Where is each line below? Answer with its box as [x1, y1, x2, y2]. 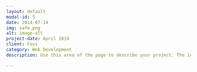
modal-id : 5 [6, 14, 35, 20]
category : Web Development [6, 47, 72, 53]
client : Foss [6, 42, 38, 47]
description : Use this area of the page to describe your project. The [6, 52, 185, 58]
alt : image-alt [6, 30, 43, 36]
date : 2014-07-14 [6, 19, 49, 25]
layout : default [6, 8, 46, 15]
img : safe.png [6, 25, 41, 31]
